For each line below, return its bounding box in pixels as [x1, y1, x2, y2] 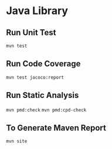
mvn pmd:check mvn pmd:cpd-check [6, 107, 87, 113]
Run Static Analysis [6, 90, 79, 100]
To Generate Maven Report [6, 123, 107, 133]
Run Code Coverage [6, 59, 81, 69]
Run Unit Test [6, 28, 57, 38]
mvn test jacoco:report [6, 74, 65, 80]
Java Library [6, 4, 69, 18]
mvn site [6, 138, 28, 144]
